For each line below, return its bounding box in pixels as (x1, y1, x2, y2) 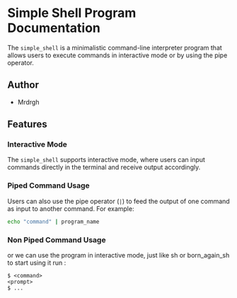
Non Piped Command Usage (7, 235, 106, 245)
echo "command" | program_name (7, 218, 100, 225)
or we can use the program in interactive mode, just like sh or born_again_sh (7, 251, 230, 259)
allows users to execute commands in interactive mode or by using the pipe (7, 51, 228, 59)
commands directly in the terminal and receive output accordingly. (7, 163, 201, 171)
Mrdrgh (17, 98, 40, 106)
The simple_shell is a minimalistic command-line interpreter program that (7, 43, 223, 52)
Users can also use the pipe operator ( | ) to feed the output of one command (7, 197, 230, 205)
